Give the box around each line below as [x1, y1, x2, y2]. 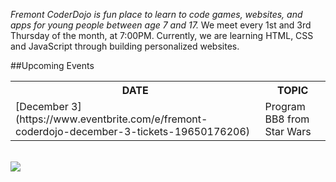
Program [264, 100, 306, 113]
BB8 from [264, 112, 310, 126]
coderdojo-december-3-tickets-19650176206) [15, 125, 251, 138]
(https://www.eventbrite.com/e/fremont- [15, 112, 208, 126]
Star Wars [264, 125, 312, 138]
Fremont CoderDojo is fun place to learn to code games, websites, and [10, 9, 303, 20]
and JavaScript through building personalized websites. [10, 40, 240, 52]
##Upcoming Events [10, 60, 95, 71]
